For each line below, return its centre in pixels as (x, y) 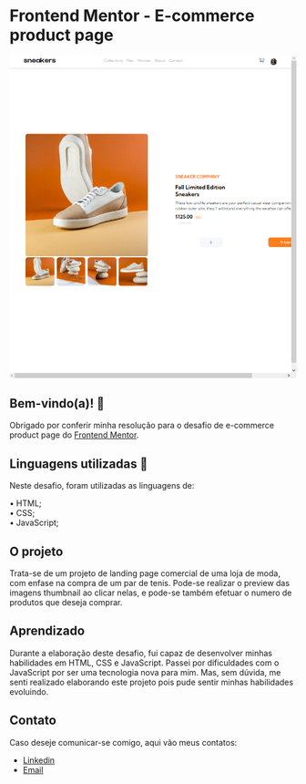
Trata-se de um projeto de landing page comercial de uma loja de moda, (145, 573)
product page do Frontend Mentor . (74, 435)
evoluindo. (29, 691)
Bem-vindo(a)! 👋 (57, 403)
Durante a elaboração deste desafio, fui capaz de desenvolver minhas (141, 653)
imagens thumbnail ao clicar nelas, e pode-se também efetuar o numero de (151, 593)
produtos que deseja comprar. (66, 602)
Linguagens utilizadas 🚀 (79, 464)
